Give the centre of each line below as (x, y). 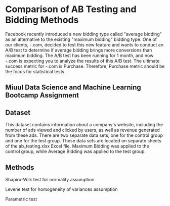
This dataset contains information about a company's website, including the (84, 125)
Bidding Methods (42, 20)
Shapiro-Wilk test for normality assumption (50, 179)
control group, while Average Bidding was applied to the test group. (75, 151)
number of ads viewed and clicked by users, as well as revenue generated (83, 130)
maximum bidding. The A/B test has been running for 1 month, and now (79, 55)
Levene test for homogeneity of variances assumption (61, 189)
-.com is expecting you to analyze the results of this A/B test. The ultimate (82, 61)
